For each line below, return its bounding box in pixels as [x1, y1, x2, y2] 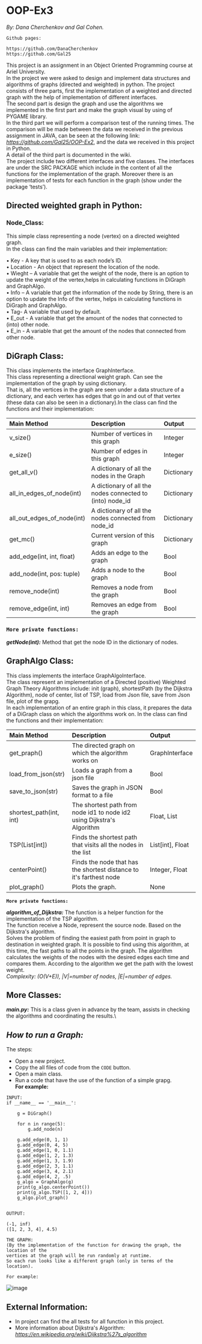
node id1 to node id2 [72, 808, 131, 817]
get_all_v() [9, 468, 38, 476]
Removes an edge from [91, 600, 158, 609]
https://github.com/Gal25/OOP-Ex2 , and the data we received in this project [6, 138, 195, 145]
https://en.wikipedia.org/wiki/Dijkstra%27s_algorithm [14, 1330, 147, 1337]
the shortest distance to [72, 865, 139, 874]
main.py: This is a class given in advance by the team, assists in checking [6, 1006, 191, 1013]
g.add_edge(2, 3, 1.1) [17, 1163, 74, 1169]
